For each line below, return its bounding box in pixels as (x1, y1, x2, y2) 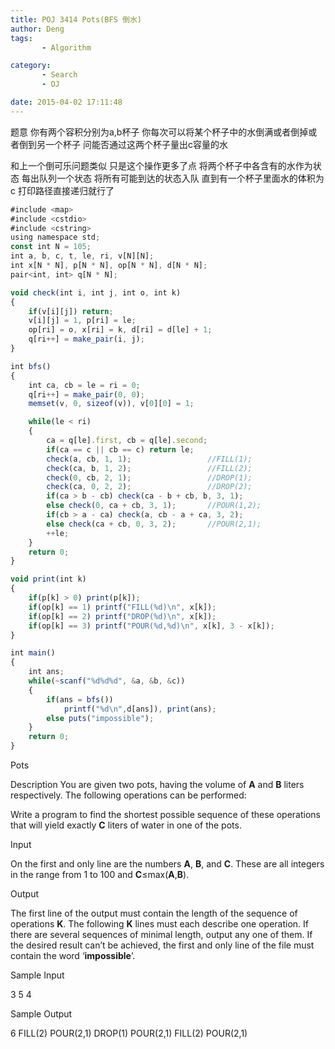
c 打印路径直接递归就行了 (10, 184, 115, 196)
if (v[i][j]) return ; (28, 306, 114, 316)
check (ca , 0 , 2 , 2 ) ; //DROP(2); (46, 482, 253, 492)
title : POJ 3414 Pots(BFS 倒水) (10, 14, 142, 25)
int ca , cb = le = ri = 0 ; (28, 380, 141, 390)
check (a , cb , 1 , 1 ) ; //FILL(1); (46, 454, 253, 464)
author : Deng (10, 24, 65, 34)
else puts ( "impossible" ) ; (46, 713, 155, 723)
